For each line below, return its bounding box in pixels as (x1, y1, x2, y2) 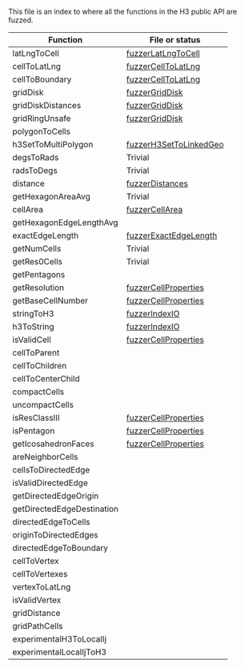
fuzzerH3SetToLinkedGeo (126, 139, 224, 150)
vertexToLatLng (12, 581, 71, 592)
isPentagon (12, 425, 55, 436)
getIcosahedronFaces (12, 438, 94, 449)
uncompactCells (12, 400, 74, 410)
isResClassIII (12, 412, 60, 423)
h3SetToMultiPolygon (12, 139, 94, 150)
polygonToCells (12, 126, 70, 137)
